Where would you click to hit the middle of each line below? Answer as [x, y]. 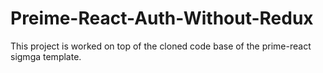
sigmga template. [46, 56]
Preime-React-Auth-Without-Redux [162, 18]
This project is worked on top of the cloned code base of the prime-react [161, 46]
